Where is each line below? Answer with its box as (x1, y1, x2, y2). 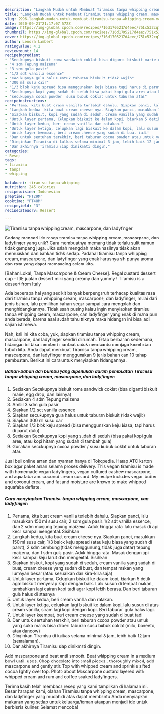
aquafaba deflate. (5, 484, 41, 490)
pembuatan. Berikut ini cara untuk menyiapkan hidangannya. (5, 357, 127, 363)
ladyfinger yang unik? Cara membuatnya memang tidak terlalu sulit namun (5, 240, 155, 246)
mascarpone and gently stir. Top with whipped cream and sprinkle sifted (5, 663, 150, 669)
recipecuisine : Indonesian (5, 189, 60, 194)
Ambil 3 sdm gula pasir (12, 402, 59, 408)
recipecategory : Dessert (5, 208, 56, 212)
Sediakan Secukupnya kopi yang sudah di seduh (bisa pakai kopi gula (12, 433, 153, 439)
